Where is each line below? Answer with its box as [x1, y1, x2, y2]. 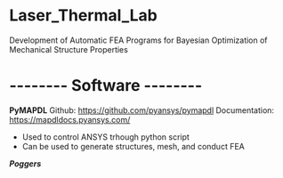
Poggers [9, 158, 42, 169]
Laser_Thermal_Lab [9, 5, 158, 26]
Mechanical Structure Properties [9, 44, 129, 54]
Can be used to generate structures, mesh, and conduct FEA [21, 141, 245, 151]
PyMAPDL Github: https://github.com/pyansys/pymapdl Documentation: [9, 104, 274, 116]
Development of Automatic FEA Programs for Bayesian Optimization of [9, 35, 269, 45]
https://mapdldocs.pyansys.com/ [9, 114, 131, 125]
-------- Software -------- [9, 76, 203, 96]
